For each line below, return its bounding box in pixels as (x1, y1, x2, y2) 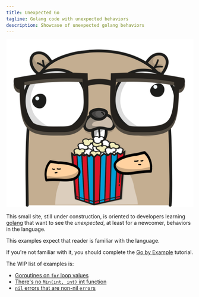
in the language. (6, 225, 46, 233)
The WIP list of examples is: (6, 260, 74, 268)
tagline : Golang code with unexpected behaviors (6, 16, 129, 22)
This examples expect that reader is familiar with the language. (6, 237, 160, 245)
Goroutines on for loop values (14, 272, 89, 279)
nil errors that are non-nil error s (14, 284, 96, 292)
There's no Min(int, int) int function (14, 278, 107, 286)
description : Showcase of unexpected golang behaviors (6, 22, 145, 28)
